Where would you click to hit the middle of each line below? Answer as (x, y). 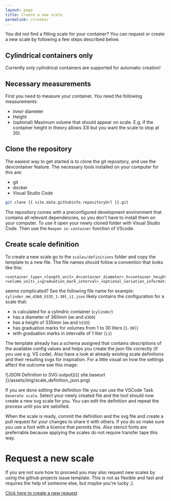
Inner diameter (28, 111)
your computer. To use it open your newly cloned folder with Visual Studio (83, 223)
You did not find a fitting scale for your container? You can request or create (85, 34)
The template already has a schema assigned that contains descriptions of (83, 343)
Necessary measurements (48, 84)
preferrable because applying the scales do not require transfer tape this (81, 432)
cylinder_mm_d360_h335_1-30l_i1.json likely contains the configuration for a (85, 296)
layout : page (19, 10)
